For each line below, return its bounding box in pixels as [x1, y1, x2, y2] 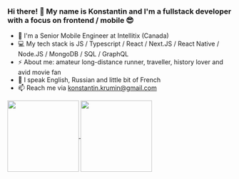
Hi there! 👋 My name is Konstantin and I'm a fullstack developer [7, 6, 232, 16]
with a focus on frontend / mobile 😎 [7, 15, 134, 25]
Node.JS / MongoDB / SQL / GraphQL [17, 50, 129, 58]
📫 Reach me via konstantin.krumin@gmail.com [17, 83, 157, 92]
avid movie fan [17, 68, 62, 77]
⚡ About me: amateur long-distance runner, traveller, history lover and [17, 58, 223, 66]
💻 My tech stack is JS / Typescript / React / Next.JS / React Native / [17, 39, 220, 48]
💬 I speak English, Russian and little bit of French [17, 76, 161, 84]
